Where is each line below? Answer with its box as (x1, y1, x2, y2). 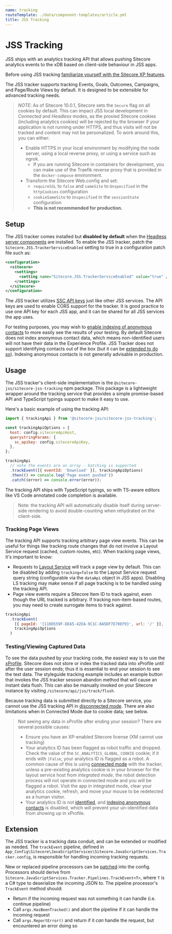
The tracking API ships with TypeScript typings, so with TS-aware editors (5, 487, 160, 493)
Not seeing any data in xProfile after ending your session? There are (17, 718, 162, 724)
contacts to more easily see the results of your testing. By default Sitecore (5, 329, 162, 336)
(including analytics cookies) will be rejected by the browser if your (17, 119, 160, 125)
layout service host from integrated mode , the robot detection (25, 772, 156, 778)
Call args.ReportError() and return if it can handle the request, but (12, 917, 155, 924)
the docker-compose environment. (33, 172, 103, 179)
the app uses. (5, 314, 34, 320)
